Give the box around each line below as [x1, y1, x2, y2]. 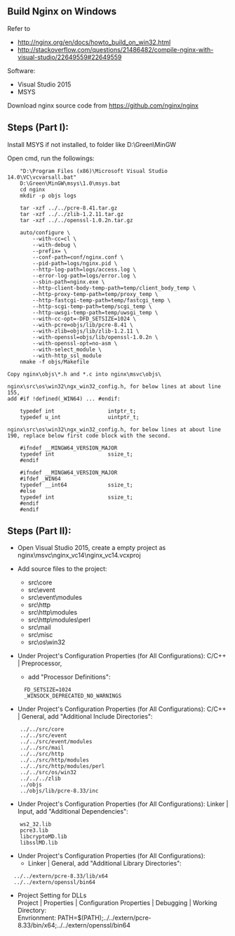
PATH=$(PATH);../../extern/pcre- [57, 913, 152, 922]
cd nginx [20, 186, 46, 193]
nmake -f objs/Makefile [20, 358, 90, 365]
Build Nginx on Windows [7, 6, 117, 18]
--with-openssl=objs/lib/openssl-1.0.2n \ [32, 333, 159, 340]
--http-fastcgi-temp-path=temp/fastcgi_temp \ [32, 297, 171, 304]
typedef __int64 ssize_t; [20, 481, 133, 488]
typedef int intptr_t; [20, 407, 137, 414]
